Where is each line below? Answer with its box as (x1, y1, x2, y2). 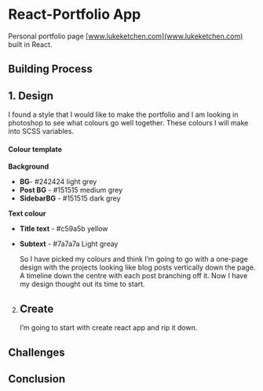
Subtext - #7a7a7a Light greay (19, 239, 119, 248)
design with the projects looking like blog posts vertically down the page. (19, 262, 256, 272)
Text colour (8, 209, 46, 219)
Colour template (8, 144, 63, 154)
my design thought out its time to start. (19, 280, 145, 289)
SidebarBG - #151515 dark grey (19, 194, 121, 203)
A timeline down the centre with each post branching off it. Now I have (19, 271, 248, 281)
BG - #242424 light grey (19, 177, 97, 186)
